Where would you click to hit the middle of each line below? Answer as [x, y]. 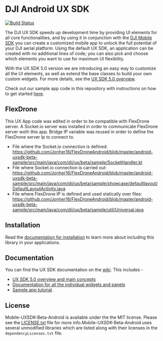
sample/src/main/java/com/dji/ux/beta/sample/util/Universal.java [78, 209]
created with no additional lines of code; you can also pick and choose [77, 53]
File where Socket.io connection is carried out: [59, 167]
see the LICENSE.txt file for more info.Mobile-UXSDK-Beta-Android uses [79, 323]
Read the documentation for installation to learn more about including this [80, 237]
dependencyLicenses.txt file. [34, 333]
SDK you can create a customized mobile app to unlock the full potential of [81, 43]
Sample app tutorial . [33, 290]
